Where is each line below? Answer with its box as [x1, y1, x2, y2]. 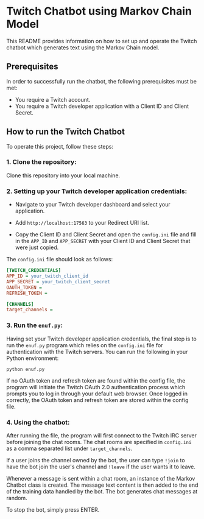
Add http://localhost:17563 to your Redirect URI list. [15, 219, 149, 227]
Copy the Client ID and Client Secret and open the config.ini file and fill [15, 231, 197, 238]
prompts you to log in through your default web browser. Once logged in [6, 390, 188, 397]
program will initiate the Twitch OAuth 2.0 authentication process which [6, 383, 186, 390]
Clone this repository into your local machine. [6, 172, 121, 179]
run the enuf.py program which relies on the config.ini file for [6, 341, 163, 348]
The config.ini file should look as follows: [6, 256, 113, 263]
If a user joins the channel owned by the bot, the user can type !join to [6, 456, 185, 464]
